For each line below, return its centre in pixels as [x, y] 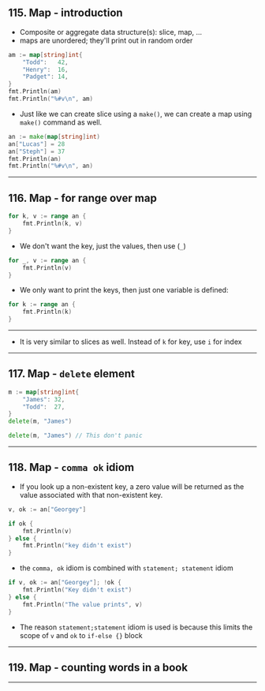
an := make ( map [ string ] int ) [54, 136]
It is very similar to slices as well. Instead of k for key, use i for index [131, 342]
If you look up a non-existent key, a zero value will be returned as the [132, 486]
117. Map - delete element [72, 374]
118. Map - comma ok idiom [71, 467]
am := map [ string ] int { [45, 54]
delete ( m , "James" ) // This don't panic [76, 436]
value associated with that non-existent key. [91, 495]
